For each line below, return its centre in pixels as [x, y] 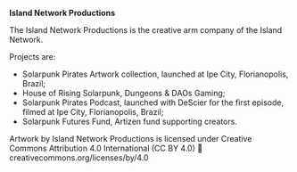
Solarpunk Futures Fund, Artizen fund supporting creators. [130, 121]
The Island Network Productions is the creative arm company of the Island [146, 30]
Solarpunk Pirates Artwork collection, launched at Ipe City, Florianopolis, [155, 74]
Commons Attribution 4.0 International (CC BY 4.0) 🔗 [106, 148]
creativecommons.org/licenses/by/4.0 [79, 158]
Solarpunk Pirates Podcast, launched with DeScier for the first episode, [153, 102]
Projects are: [33, 57]
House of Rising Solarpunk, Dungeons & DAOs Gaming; [124, 93]
